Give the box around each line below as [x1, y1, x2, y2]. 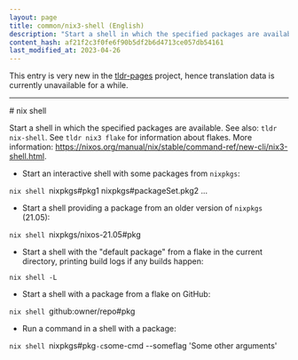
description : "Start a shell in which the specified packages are [9, 29, 260, 38]
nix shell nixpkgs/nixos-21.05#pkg [9, 229, 142, 240]
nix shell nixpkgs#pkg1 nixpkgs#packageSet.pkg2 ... [9, 186, 208, 196]
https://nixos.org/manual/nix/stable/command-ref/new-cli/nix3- [55, 141, 288, 152]
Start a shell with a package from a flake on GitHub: [21, 289, 211, 300]
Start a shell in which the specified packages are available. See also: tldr [9, 123, 278, 133]
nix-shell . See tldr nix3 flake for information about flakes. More [9, 132, 253, 143]
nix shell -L [9, 273, 58, 283]
